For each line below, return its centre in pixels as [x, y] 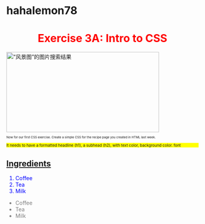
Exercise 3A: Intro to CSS [103, 39]
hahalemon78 [42, 11]
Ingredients [29, 163]
